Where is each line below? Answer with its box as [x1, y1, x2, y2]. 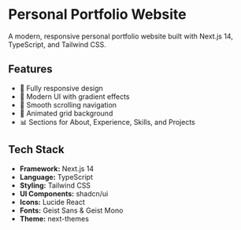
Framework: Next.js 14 [19, 163, 95, 173]
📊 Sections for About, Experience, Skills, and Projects [19, 117, 195, 126]
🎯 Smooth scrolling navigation [19, 100, 117, 109]
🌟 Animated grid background [19, 108, 113, 118]
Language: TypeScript [19, 172, 93, 181]
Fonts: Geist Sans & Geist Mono [19, 206, 124, 215]
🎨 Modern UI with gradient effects [19, 92, 130, 101]
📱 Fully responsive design [19, 83, 104, 93]
